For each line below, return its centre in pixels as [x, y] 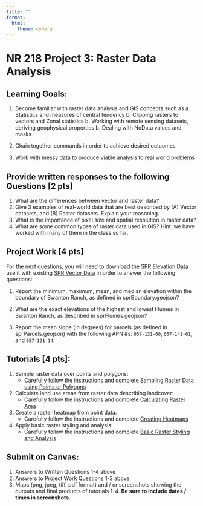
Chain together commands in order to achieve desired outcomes [95, 146]
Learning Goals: [37, 94]
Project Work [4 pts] [45, 252]
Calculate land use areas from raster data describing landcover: [94, 393]
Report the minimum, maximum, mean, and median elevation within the [103, 291]
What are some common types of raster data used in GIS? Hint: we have [105, 226]
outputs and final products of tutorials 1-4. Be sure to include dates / [101, 491]
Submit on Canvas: [43, 457]
